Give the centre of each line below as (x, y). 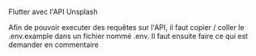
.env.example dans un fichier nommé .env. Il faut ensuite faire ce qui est (128, 36)
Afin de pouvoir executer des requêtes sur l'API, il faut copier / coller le (126, 27)
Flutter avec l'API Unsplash (53, 12)
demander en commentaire (53, 45)
